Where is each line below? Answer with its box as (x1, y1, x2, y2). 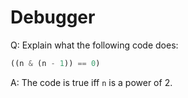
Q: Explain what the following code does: (10, 39, 179, 51)
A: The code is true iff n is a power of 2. (10, 76, 173, 88)
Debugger (10, 6, 96, 29)
